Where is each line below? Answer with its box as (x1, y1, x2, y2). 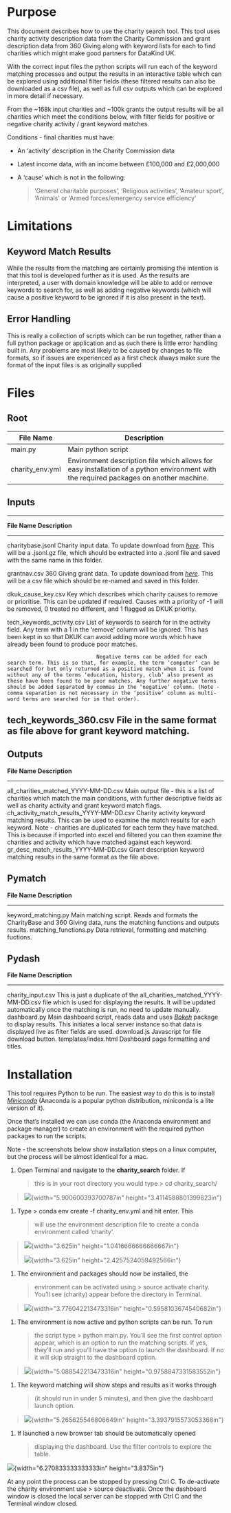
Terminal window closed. (7, 1499, 78, 1508)
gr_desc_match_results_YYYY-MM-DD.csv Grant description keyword (7, 845, 205, 853)
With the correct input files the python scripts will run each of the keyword (7, 62, 218, 70)
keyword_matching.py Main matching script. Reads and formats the (7, 910, 198, 919)
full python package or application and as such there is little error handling (7, 339, 218, 347)
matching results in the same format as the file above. (7, 852, 159, 861)
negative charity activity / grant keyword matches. (7, 119, 150, 128)
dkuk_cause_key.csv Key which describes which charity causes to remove (7, 589, 219, 598)
